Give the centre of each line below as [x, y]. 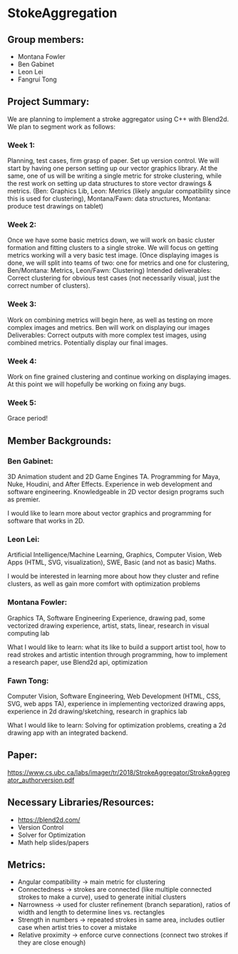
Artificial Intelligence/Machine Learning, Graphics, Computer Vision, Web [115, 555]
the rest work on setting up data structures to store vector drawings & [110, 184]
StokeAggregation [62, 13]
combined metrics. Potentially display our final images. [88, 342]
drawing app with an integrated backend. [68, 733]
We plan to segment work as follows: [62, 126]
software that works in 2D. [46, 521]
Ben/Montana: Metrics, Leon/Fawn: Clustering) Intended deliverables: [110, 271]
